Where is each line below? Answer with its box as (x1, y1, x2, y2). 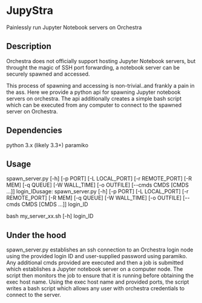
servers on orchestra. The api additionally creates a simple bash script (6, 95, 182, 102)
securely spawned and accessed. (6, 70, 90, 78)
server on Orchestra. (6, 107, 58, 115)
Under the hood (6, 230, 67, 240)
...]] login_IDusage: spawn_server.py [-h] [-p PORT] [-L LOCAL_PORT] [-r (6, 188, 189, 195)
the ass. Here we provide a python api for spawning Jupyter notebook (6, 88, 181, 96)
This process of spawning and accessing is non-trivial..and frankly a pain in (6, 82, 195, 89)
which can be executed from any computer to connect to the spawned (6, 101, 182, 108)
